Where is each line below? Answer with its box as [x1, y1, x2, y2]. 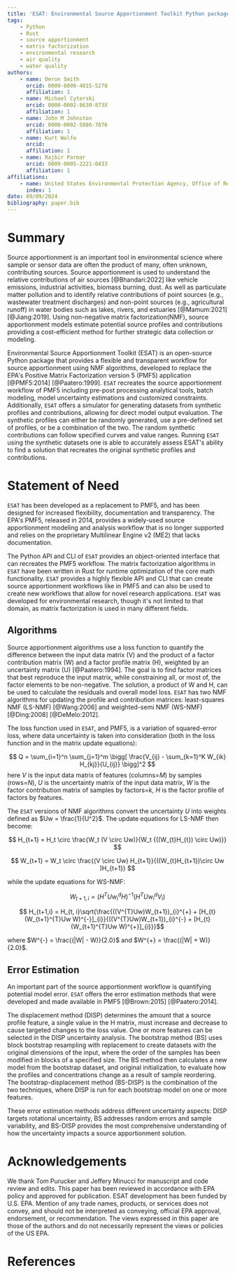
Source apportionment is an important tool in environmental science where [7, 253, 223, 261]
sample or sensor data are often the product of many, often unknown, [7, 260, 208, 269]
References [7, 1254, 76, 1269]
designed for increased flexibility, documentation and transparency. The [7, 508, 215, 517]
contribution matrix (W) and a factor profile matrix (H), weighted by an [7, 658, 209, 666]
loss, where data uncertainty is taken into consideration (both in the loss [7, 731, 215, 739]
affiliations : [7, 173, 49, 180]
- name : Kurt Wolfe [20, 134, 77, 141]
